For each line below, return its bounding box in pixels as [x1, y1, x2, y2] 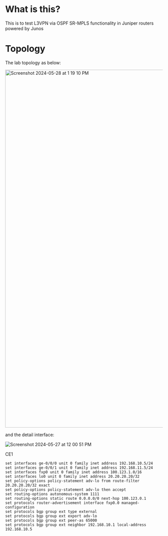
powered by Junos [5, 25, 44, 31]
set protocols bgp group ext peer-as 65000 [5, 518, 97, 523]
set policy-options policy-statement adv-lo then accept [5, 487, 126, 492]
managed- [121, 500, 140, 505]
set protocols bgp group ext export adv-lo [5, 513, 97, 518]
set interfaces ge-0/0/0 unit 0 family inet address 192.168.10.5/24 [5, 461, 153, 466]
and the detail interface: [5, 432, 54, 438]
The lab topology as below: [5, 59, 61, 66]
